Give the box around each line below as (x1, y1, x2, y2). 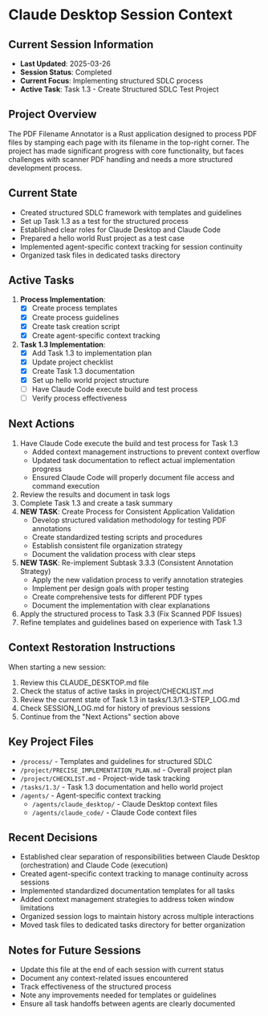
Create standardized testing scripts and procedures (31, 532, 203, 542)
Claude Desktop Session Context (8, 6, 233, 24)
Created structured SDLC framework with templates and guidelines (19, 207, 242, 217)
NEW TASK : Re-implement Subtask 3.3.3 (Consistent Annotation (19, 558, 233, 567)
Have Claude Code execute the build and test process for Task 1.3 (19, 438, 238, 448)
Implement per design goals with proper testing (31, 583, 189, 593)
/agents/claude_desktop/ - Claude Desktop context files (31, 799, 218, 808)
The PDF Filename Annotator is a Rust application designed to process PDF (8, 128, 258, 138)
